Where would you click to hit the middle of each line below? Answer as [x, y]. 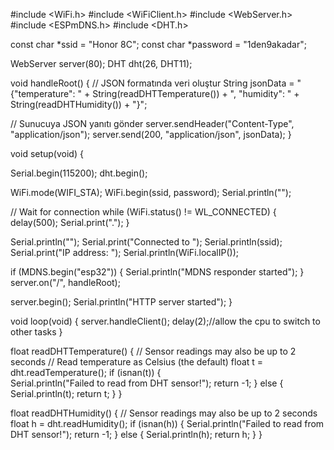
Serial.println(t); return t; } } [66, 393]
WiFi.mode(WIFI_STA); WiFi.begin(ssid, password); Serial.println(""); [151, 192]
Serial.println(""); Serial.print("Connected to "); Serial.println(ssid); [146, 242]
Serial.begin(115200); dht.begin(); [79, 173]
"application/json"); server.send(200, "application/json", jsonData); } [151, 134]
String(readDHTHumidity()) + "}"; [79, 104]
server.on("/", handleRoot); [65, 282]
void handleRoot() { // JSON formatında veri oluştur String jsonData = [152, 83]
